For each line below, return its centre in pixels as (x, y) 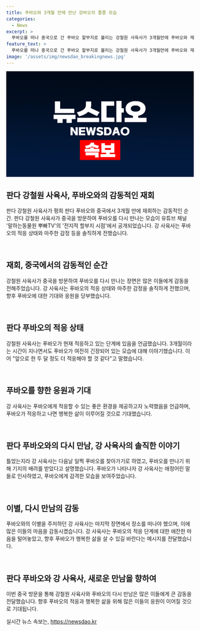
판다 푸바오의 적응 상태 (45, 328)
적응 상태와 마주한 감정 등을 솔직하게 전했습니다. (73, 233)
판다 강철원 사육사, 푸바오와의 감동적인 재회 (80, 195)
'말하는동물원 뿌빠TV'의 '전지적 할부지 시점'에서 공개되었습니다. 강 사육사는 (93, 226)
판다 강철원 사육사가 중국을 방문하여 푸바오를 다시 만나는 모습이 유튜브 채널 (101, 218)
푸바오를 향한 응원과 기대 (49, 391)
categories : (21, 19)
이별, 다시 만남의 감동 (43, 508)
